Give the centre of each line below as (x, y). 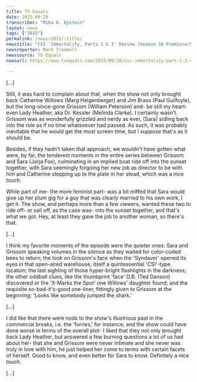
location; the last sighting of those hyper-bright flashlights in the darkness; (96, 270)
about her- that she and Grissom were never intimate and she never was (93, 343)
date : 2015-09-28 (27, 17)
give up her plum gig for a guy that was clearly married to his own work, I (94, 198)
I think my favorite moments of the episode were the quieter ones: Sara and (97, 245)
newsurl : (17, 60)
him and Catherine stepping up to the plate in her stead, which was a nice (95, 174)
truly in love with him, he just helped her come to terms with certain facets (96, 349)
